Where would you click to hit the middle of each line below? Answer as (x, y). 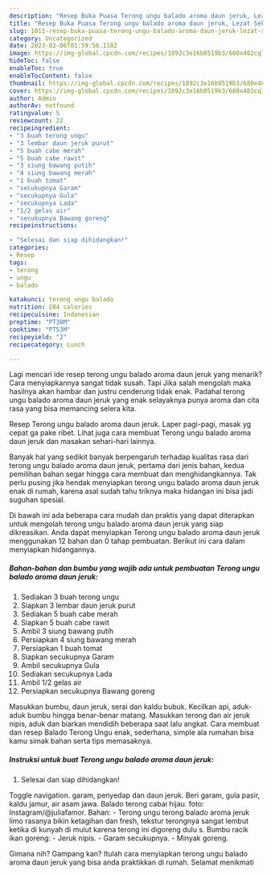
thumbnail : (27, 83)
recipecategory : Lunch (47, 344)
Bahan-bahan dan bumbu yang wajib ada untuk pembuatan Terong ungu (135, 568)
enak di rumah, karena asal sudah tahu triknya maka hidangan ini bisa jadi (131, 491)
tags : (18, 263)
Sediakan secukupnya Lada (66, 674)
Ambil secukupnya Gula (60, 666)
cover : (20, 91)
